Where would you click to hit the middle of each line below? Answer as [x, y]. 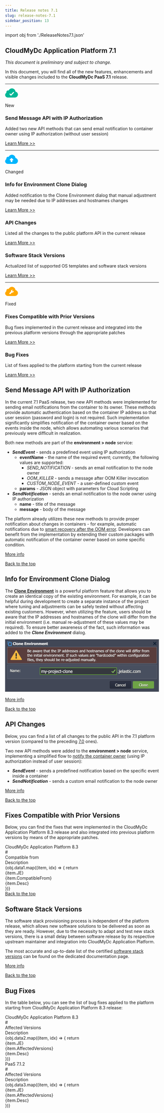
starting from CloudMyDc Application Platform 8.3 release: [64, 1007]
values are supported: [41, 462]
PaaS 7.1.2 [15, 1064]
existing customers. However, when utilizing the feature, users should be [78, 612]
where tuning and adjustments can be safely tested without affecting [74, 606]
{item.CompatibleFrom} [29, 878]
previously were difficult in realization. [43, 433]
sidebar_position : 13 [27, 21]
